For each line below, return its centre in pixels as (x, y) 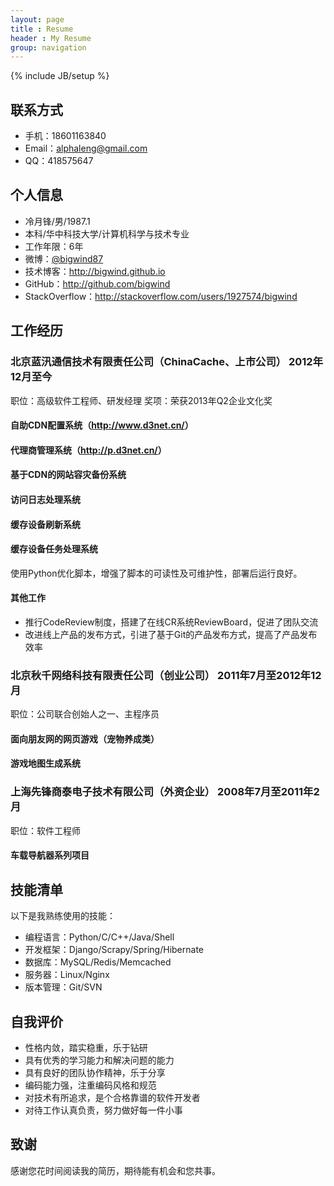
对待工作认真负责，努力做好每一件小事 (103, 1110)
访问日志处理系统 (45, 499)
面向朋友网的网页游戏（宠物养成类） (85, 738)
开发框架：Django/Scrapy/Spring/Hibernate (114, 950)
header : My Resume (51, 38)
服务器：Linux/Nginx (67, 975)
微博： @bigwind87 (64, 258)
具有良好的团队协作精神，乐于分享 (95, 1072)
